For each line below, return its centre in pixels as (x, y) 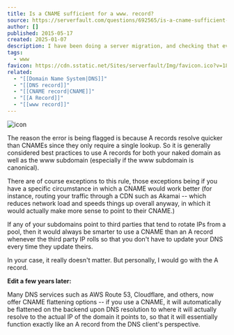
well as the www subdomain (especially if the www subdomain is (101, 160)
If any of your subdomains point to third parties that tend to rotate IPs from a (117, 224)
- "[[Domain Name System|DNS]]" (61, 79)
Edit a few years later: (39, 281)
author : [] (23, 27)
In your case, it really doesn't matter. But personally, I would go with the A (113, 260)
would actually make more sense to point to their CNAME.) (91, 211)
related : (20, 72)
